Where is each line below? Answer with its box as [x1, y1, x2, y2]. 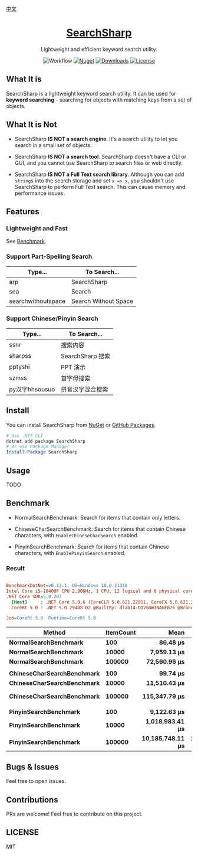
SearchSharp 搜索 [61, 352, 111, 360]
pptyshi [9, 363, 30, 371]
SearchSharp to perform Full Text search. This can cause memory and [14, 183, 186, 190]
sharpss [9, 351, 31, 360]
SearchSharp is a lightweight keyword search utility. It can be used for [6, 90, 176, 97]
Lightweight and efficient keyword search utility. [41, 45, 157, 53]
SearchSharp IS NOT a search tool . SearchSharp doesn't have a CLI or [14, 153, 187, 160]
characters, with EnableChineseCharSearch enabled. [14, 531, 139, 539]
